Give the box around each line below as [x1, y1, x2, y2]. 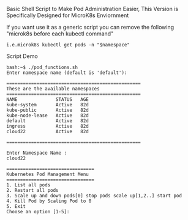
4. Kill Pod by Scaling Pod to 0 [6, 198, 92, 204]
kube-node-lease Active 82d [6, 112, 89, 119]
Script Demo [6, 53, 38, 60]
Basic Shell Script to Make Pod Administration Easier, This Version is [6, 5, 179, 12]
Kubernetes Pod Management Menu [6, 171, 89, 177]
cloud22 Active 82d [6, 128, 89, 134]
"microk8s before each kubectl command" [6, 30, 114, 37]
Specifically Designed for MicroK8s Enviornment [6, 12, 129, 19]
